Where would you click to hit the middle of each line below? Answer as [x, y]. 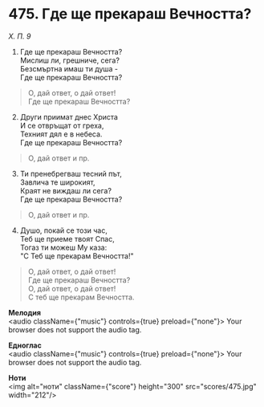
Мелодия [25, 312]
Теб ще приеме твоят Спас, [67, 238]
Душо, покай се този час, [64, 230]
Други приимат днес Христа [69, 116]
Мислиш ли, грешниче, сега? [70, 60]
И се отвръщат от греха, [62, 125]
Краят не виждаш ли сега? [66, 190]
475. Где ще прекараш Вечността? [130, 14]
